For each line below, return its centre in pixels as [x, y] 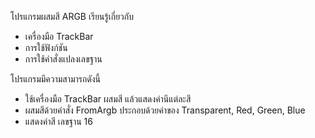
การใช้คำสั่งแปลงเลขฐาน [63, 59]
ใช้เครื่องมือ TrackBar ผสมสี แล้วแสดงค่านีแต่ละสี [108, 99]
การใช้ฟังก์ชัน [46, 47]
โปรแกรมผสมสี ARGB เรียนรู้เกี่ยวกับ [72, 16]
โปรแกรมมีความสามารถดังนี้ [56, 79]
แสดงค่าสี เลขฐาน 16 [58, 121]
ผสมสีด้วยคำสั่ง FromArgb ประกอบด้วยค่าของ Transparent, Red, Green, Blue [165, 110]
